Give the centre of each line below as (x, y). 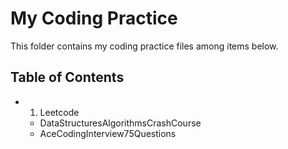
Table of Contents (67, 77)
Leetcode (59, 112)
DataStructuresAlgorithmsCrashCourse (120, 123)
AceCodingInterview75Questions (108, 133)
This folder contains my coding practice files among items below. (144, 46)
